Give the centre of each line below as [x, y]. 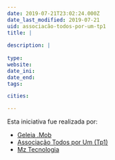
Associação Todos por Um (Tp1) [62, 142]
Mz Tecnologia [38, 150]
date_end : [21, 77]
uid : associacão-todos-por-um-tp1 [57, 26]
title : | [20, 33]
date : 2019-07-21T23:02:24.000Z [53, 13]
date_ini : [21, 71]
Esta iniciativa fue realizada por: [52, 122]
